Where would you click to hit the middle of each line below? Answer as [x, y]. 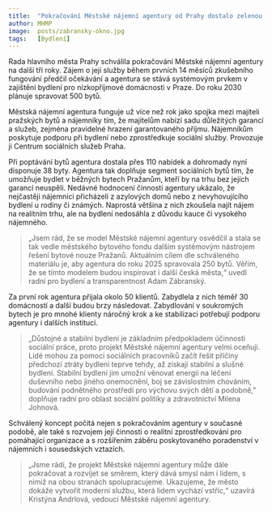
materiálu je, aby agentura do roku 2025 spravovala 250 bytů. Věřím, [142, 264]
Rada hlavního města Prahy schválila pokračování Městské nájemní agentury [136, 62]
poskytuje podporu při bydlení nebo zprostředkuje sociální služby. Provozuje [136, 138]
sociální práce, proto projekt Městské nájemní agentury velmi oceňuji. [144, 347]
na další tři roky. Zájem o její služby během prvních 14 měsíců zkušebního [131, 71]
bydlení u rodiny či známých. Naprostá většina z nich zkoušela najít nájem [131, 205]
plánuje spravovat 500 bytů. [55, 96]
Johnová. [44, 407]
